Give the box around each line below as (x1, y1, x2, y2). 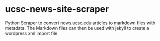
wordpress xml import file (5, 30, 58, 36)
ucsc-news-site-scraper (5, 3, 109, 15)
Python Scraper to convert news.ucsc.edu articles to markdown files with (5, 20, 156, 26)
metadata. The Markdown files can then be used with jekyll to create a (5, 25, 149, 31)
